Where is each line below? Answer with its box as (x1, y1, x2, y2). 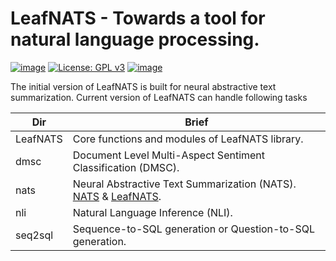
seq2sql (15, 228, 54, 242)
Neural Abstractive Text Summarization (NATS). (72, 177, 297, 191)
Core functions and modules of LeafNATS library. (72, 132, 304, 146)
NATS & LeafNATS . (72, 189, 162, 203)
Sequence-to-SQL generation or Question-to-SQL (72, 222, 316, 236)
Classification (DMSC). (72, 160, 180, 174)
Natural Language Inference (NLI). (72, 205, 233, 219)
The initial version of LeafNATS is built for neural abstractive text (10, 80, 277, 92)
